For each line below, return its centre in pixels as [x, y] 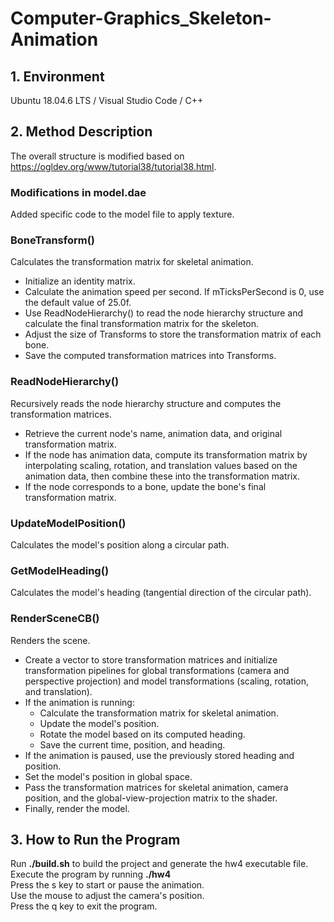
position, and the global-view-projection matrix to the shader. [151, 798]
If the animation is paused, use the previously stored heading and [159, 755]
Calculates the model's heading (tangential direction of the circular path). [161, 593]
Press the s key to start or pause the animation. [107, 885]
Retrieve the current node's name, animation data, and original [153, 433]
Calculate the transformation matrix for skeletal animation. [159, 713]
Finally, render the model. [77, 808]
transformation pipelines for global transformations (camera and [157, 670]
